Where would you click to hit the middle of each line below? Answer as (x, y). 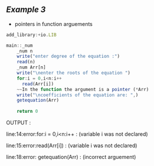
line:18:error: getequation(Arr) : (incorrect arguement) (71, 157)
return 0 (27, 112)
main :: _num (19, 45)
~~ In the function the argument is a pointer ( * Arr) (83, 89)
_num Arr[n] (31, 67)
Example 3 (26, 10)
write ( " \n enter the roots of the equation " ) (74, 73)
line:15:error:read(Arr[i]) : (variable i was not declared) (72, 146)
